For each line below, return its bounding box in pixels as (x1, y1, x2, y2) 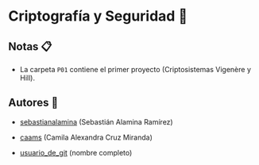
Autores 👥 (8, 96, 59, 109)
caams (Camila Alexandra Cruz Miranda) (19, 132, 153, 142)
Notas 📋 (8, 40, 52, 53)
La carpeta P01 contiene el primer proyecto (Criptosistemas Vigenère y (19, 65, 252, 74)
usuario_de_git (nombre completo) (19, 148, 133, 157)
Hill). (19, 73, 36, 82)
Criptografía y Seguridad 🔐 (8, 7, 188, 25)
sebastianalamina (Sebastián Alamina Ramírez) (19, 117, 173, 126)
